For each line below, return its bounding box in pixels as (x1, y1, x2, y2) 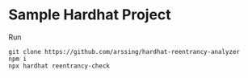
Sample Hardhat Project (8, 6, 171, 24)
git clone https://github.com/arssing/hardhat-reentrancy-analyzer (8, 47, 241, 55)
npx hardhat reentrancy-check (8, 62, 111, 70)
